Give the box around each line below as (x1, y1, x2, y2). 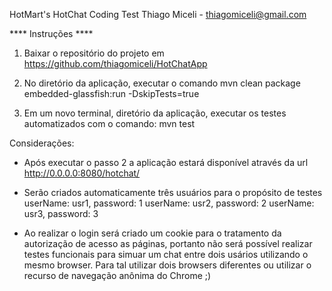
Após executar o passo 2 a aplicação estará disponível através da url (23, 157, 309, 168)
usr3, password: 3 (23, 208, 99, 219)
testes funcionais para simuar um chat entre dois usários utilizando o (23, 249, 309, 260)
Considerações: (9, 137, 75, 149)
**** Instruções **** (9, 28, 94, 39)
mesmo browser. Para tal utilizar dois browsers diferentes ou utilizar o (23, 259, 312, 271)
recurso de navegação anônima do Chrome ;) (23, 270, 212, 281)
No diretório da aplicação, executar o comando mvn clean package (23, 77, 301, 89)
